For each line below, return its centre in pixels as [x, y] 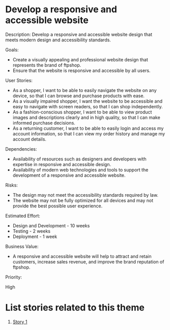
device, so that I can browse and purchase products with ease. [79, 96]
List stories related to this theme [75, 308]
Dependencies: [21, 149]
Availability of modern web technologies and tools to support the [80, 170]
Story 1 [20, 322]
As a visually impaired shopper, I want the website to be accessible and [88, 101]
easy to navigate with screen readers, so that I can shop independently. [88, 106]
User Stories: [19, 80]
